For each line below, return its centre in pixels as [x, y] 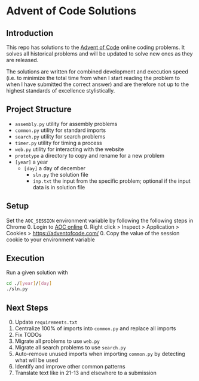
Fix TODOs [28, 335]
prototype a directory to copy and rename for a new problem [90, 155]
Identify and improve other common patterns [70, 366]
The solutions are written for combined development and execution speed [97, 72]
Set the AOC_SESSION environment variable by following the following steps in [100, 220]
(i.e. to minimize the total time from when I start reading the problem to [93, 78]
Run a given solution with [37, 272]
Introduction [30, 33]
